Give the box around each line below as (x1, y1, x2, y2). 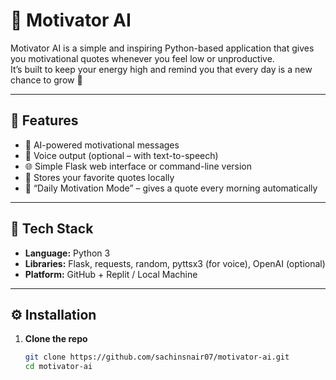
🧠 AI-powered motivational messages (24, 139, 180, 151)
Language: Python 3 (24, 247, 111, 259)
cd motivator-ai (24, 362, 93, 372)
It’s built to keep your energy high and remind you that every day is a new (10, 63, 313, 75)
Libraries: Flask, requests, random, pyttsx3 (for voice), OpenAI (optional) (24, 257, 326, 269)
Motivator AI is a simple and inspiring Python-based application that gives (10, 42, 315, 54)
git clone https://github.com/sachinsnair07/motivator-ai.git (24, 352, 290, 363)
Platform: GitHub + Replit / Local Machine (24, 268, 198, 280)
